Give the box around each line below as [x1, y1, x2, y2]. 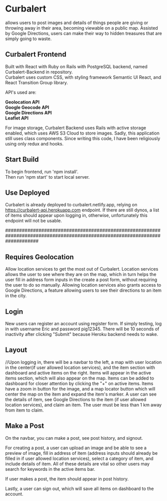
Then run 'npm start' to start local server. [5, 174, 90, 180]
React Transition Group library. [5, 79, 68, 85]
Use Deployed [5, 188, 50, 197]
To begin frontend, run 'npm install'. [5, 169, 78, 175]
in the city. [5, 293, 27, 299]
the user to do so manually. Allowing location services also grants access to [5, 282, 161, 288]
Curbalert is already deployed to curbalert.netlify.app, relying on [5, 202, 137, 208]
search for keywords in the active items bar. [5, 466, 95, 472]
